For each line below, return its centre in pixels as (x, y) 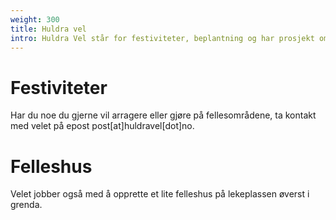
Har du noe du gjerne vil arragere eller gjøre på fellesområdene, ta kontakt (163, 115)
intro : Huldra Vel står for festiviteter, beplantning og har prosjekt (162, 38)
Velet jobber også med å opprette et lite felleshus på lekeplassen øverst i (160, 194)
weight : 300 (35, 19)
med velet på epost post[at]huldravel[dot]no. (102, 126)
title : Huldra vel (48, 29)
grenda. (26, 205)
